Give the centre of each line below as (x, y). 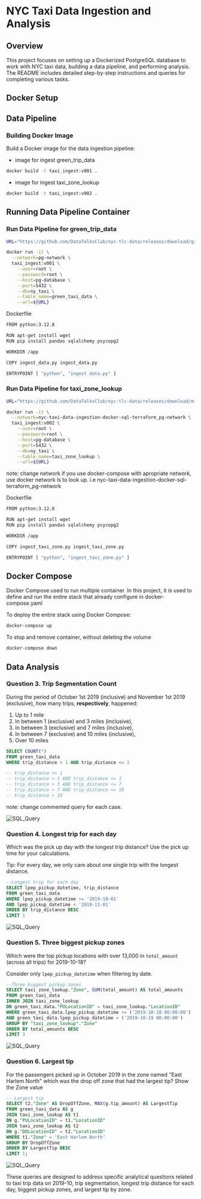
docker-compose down (32, 648)
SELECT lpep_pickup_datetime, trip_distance (63, 888)
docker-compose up (29, 626)
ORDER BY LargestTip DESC (38, 1148)
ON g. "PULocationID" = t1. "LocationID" (56, 1121)
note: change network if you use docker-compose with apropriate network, (99, 473)
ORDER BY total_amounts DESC (42, 1029)
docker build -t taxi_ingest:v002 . (52, 193)
